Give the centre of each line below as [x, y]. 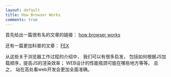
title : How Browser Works [33, 15]
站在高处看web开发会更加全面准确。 [54, 69]
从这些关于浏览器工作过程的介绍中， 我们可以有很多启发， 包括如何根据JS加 [86, 56]
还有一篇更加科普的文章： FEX [37, 46]
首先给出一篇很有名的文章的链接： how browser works [63, 35]
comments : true [22, 20]
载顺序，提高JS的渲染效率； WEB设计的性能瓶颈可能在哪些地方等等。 [79, 63]
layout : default [23, 10]
